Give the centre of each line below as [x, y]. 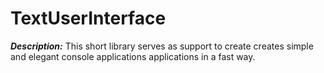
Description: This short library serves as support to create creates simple [162, 46]
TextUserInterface [88, 18]
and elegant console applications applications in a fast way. [133, 56]
